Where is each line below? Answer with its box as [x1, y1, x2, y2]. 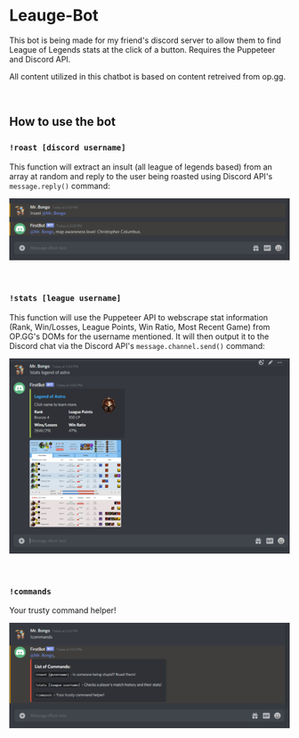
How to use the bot [9, 114, 116, 129]
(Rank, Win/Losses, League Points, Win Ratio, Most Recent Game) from [9, 321, 271, 332]
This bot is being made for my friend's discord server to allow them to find [9, 35, 282, 46]
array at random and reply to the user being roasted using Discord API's [9, 170, 273, 181]
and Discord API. [9, 54, 71, 64]
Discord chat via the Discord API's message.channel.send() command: [9, 340, 265, 351]
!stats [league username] [9, 294, 122, 303]
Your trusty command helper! [9, 604, 117, 616]
